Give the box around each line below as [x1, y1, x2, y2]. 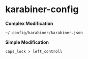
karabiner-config [5, 4, 79, 15]
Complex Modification [5, 20, 53, 26]
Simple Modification [5, 39, 49, 45]
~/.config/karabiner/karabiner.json [5, 30, 83, 35]
